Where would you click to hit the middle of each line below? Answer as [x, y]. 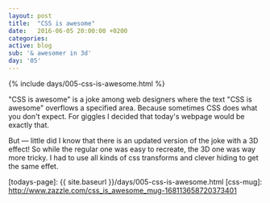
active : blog [30, 46]
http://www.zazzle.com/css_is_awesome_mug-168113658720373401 [123, 190]
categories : [28, 38]
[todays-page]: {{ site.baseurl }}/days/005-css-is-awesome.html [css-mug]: [135, 181]
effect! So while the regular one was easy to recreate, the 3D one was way [132, 149]
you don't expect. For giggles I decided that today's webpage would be [127, 116]
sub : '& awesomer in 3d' [50, 53]
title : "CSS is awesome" [52, 23]
